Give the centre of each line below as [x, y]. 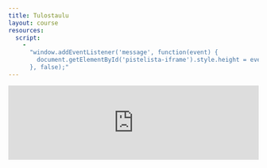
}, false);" [49, 67]
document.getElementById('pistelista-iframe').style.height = [142, 60]
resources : [26, 30]
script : [28, 38]
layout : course [33, 23]
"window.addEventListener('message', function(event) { [124, 52]
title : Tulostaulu [39, 15]
